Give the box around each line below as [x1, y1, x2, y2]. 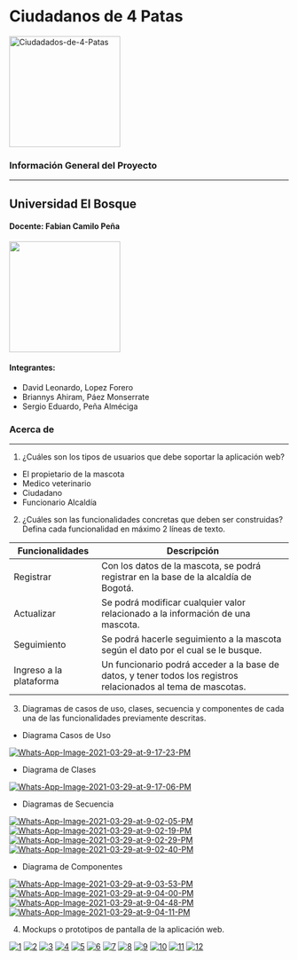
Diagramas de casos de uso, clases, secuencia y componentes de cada [21, 704, 285, 714]
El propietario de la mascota [21, 468, 125, 480]
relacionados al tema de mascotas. [101, 681, 247, 693]
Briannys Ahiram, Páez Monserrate [21, 392, 150, 403]
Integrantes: [9, 362, 56, 374]
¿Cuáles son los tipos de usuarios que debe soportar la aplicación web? [21, 452, 286, 462]
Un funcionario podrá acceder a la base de [101, 658, 279, 671]
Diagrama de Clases [21, 765, 97, 775]
